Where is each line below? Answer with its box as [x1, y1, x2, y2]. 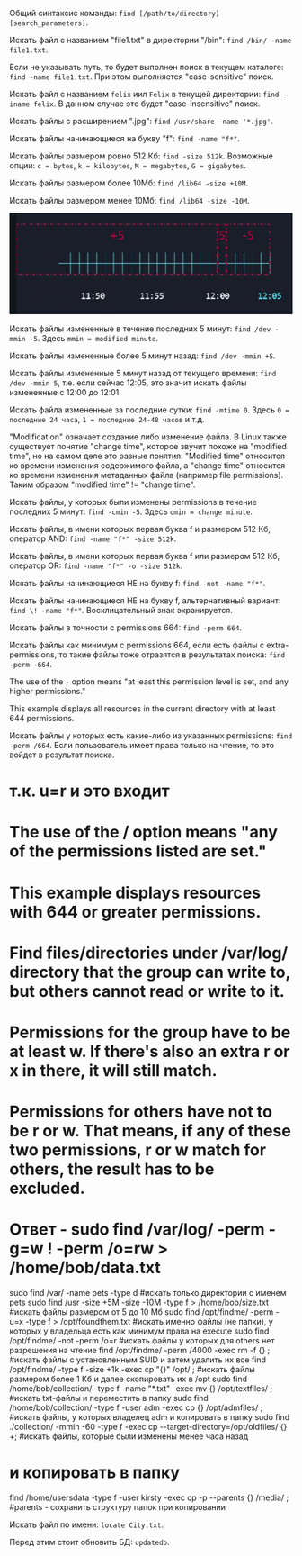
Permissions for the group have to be [9, 1022, 291, 1043]
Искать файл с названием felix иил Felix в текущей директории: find [9, 89, 280, 99]
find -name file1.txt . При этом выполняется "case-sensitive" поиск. [9, 71, 274, 82]
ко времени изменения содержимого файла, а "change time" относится [9, 460, 286, 471]
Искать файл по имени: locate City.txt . [9, 1519, 164, 1530]
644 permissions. [9, 713, 75, 723]
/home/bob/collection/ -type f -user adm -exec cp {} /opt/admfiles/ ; [9, 1402, 263, 1413]
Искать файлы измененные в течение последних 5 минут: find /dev [9, 323, 271, 334]
